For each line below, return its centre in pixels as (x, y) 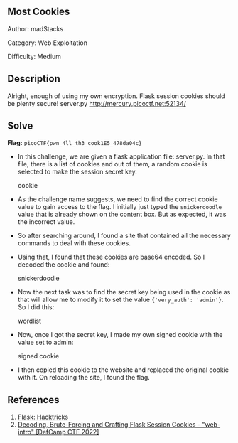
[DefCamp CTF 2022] (67, 432)
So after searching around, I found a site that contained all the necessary (124, 236)
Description (34, 79)
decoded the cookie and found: (64, 265)
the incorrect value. (46, 222)
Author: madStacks (36, 28)
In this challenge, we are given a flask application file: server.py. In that (121, 156)
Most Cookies (39, 12)
